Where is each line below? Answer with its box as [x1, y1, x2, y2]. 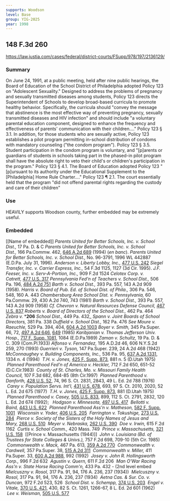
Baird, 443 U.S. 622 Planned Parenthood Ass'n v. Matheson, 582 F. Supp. [6, 404, 161, 410]
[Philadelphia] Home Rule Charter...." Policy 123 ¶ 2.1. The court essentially [6, 174, 161, 180]
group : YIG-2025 [6, 17, 40, 22]
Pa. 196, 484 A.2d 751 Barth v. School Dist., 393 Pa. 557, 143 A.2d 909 [6, 281, 152, 287]
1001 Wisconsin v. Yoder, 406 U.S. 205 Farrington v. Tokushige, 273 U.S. [6, 410, 159, 416]
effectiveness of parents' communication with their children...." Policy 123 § [6, 126, 162, 132]
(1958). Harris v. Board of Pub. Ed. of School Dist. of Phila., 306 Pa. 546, [6, 286, 156, 293]
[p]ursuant [6, 169, 28, 175]
